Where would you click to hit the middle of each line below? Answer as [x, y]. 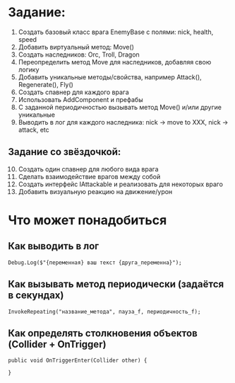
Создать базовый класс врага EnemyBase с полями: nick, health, [116, 32]
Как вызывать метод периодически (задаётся [116, 284]
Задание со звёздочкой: [65, 152]
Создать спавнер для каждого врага [73, 92]
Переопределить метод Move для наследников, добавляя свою [115, 62]
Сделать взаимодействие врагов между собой [89, 176]
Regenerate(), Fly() [46, 84]
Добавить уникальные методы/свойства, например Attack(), [110, 77]
